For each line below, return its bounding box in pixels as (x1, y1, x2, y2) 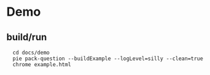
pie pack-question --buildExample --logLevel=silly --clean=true (12, 55, 204, 62)
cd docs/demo (12, 49, 50, 56)
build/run (6, 31, 47, 43)
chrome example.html (12, 61, 71, 68)
